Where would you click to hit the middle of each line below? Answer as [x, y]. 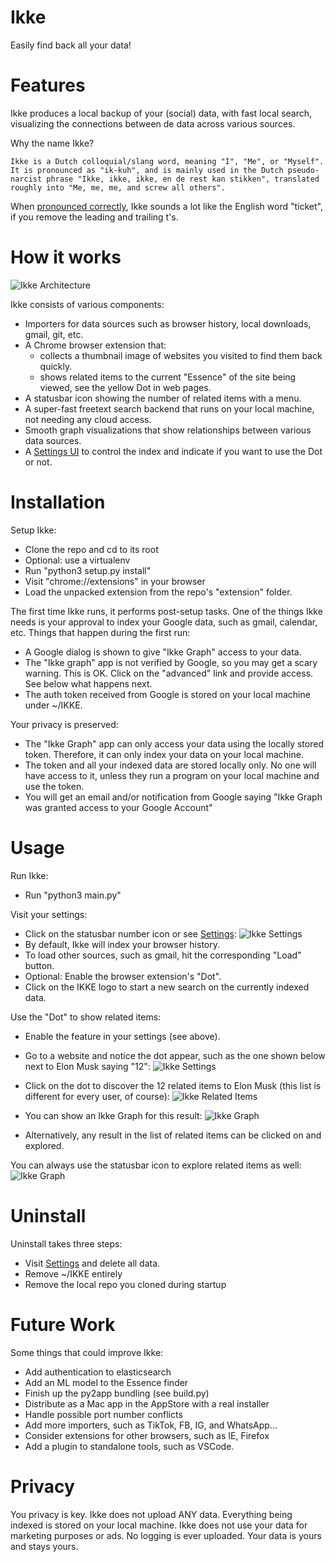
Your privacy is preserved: [64, 724]
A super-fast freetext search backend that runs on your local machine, [169, 408]
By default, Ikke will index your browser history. [122, 944]
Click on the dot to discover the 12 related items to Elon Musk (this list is [173, 1085]
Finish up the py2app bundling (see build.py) [117, 1393]
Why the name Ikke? [52, 143]
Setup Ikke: [33, 530]
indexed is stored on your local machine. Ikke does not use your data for [159, 1525]
